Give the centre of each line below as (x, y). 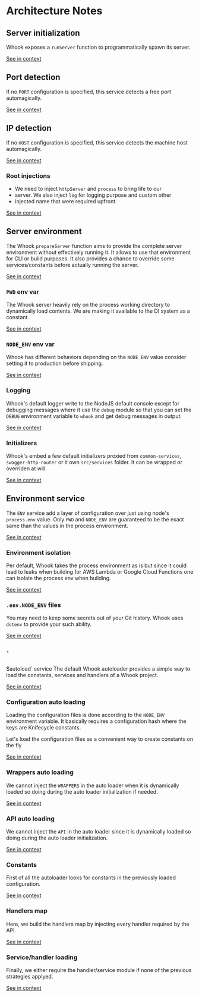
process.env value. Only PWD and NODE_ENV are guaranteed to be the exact (95, 519)
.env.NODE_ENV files (34, 605)
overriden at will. (27, 468)
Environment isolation (39, 552)
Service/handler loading (42, 957)
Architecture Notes (54, 11)
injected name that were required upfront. (66, 201)
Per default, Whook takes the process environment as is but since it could (97, 565)
